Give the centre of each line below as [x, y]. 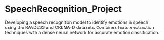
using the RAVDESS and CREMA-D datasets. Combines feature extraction [80, 27]
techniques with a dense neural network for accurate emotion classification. [82, 32]
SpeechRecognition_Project [64, 9]
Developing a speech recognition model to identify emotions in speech [77, 22]
